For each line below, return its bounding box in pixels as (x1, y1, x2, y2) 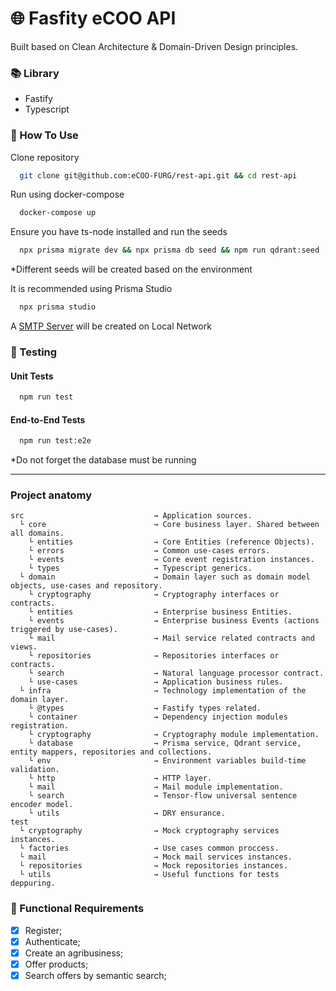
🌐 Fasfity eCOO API (10, 7, 177, 30)
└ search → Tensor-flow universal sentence (28, 791, 298, 801)
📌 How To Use (10, 128, 79, 142)
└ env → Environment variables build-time (28, 756, 307, 766)
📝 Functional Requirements (10, 902, 145, 916)
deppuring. (10, 878, 56, 889)
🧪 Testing (10, 345, 58, 359)
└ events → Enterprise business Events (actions (28, 616, 320, 626)
